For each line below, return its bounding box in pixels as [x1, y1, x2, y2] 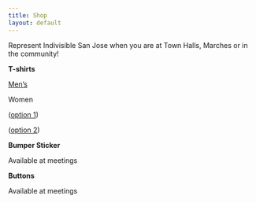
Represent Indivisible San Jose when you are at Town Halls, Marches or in [8, 40, 248, 50]
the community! [8, 49, 59, 58]
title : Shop [8, 11, 47, 20]
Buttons [8, 171, 35, 180]
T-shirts [8, 64, 35, 73]
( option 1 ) [8, 109, 39, 119]
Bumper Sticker [8, 140, 61, 149]
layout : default [8, 19, 61, 27]
